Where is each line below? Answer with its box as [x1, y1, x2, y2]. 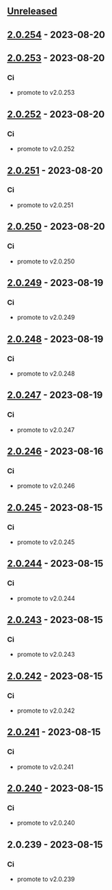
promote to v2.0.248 [16, 369, 75, 378]
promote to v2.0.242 [16, 706, 75, 715]
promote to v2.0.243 [16, 650, 75, 659]
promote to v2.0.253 [16, 89, 75, 97]
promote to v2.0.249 [16, 313, 75, 322]
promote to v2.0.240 [16, 818, 75, 827]
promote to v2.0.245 [16, 538, 75, 546]
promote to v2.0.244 [16, 594, 75, 603]
